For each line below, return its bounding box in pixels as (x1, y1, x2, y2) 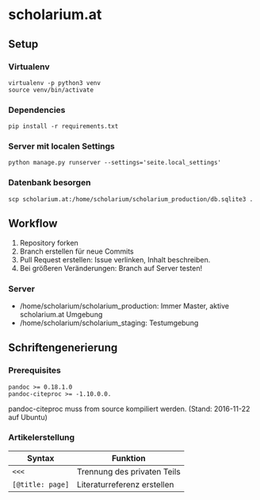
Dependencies (8, 104, 66, 115)
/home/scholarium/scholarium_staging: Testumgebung (19, 318, 199, 328)
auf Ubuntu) (8, 412, 48, 422)
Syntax (27, 452, 55, 463)
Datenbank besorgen (8, 177, 91, 188)
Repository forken (19, 238, 79, 247)
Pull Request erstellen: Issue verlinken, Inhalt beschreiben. (19, 254, 211, 264)
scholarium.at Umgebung (19, 309, 103, 319)
